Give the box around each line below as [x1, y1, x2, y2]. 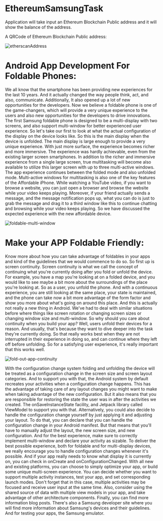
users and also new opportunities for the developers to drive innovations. [5, 112, 151, 118]
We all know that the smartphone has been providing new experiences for [5, 86, 153, 93]
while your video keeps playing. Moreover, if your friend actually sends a [5, 190, 150, 196]
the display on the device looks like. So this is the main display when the [5, 133, 149, 139]
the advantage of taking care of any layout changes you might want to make [5, 386, 157, 392]
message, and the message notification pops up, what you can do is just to [5, 195, 155, 201]
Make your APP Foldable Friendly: [5, 237, 144, 248]
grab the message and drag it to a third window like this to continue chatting [5, 200, 157, 206]
